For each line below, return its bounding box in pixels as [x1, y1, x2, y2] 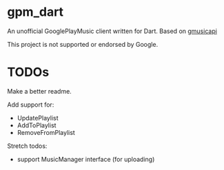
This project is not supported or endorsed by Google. [7, 40, 159, 48]
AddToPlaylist [17, 121, 57, 129]
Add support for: [7, 100, 54, 109]
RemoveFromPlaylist [17, 128, 76, 136]
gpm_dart [7, 4, 64, 20]
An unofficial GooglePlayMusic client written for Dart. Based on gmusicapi [7, 27, 217, 35]
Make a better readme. [7, 87, 72, 95]
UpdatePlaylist [17, 114, 59, 122]
